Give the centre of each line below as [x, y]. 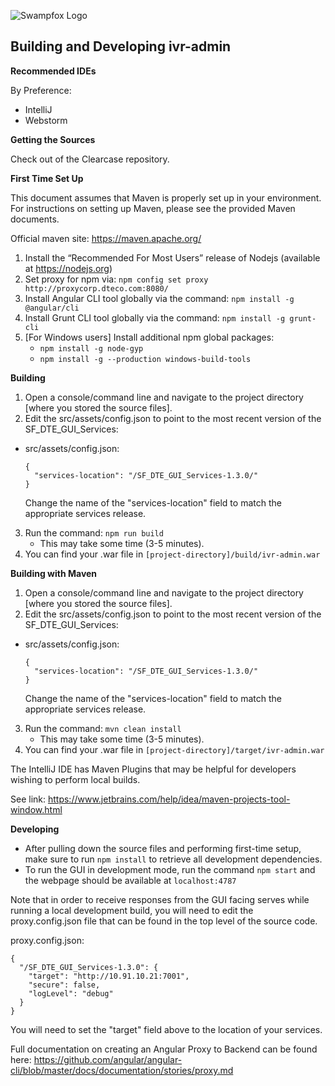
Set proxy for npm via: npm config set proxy [116, 279]
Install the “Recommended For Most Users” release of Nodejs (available [172, 257]
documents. [35, 219]
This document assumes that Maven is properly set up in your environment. [166, 197]
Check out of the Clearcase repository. [90, 159]
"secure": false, [64, 985]
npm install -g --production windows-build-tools [145, 359]
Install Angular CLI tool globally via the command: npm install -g [159, 298]
